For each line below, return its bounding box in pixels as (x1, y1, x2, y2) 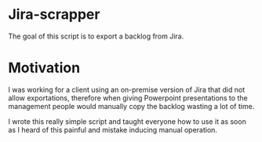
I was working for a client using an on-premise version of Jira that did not (8, 85, 246, 94)
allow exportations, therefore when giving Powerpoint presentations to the (8, 93, 249, 103)
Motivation (8, 59, 81, 77)
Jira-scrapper (8, 5, 100, 24)
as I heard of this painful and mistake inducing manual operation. (8, 125, 218, 134)
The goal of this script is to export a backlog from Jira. (8, 31, 184, 41)
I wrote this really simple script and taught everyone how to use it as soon (8, 116, 247, 126)
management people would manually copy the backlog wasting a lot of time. (8, 101, 255, 111)
